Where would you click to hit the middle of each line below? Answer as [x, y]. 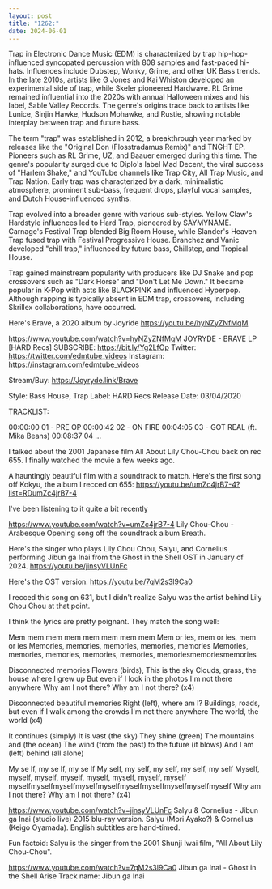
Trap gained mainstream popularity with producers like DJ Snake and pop [131, 273]
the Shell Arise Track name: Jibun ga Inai [76, 876]
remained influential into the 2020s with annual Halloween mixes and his [129, 97]
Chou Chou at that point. [49, 606]
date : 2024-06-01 [38, 31]
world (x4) [25, 721]
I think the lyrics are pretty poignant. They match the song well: [114, 622]
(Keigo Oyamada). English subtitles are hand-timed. [94, 827]
